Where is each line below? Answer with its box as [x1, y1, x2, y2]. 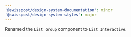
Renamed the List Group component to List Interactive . [5, 26, 127, 32]
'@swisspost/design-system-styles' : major [5, 12, 97, 17]
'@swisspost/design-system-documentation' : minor [5, 7, 113, 13]
